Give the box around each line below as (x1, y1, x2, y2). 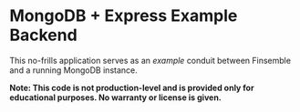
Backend (9, 25, 78, 46)
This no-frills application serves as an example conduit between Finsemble (9, 55, 292, 66)
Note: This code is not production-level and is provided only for (9, 82, 254, 93)
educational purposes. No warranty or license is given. (9, 92, 222, 103)
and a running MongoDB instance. (9, 65, 139, 76)
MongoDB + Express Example (9, 5, 238, 26)
